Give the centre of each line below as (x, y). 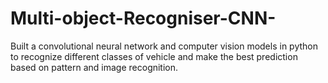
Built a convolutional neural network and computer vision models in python (164, 46)
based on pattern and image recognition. (94, 67)
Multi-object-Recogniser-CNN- (143, 18)
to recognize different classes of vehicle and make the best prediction (154, 56)
